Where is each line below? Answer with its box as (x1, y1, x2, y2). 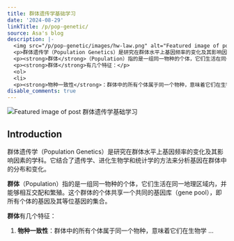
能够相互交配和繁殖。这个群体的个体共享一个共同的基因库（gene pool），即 (7, 188, 222, 197)
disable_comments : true (7, 88, 77, 94)
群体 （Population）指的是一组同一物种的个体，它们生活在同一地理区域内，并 (7, 179, 227, 188)
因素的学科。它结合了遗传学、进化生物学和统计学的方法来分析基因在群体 (13, 156, 221, 164)
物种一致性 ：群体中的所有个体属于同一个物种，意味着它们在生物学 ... (17, 226, 214, 235)
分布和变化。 (13, 165, 50, 173)
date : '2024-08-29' (7, 17, 64, 24)
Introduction (7, 128, 63, 140)
